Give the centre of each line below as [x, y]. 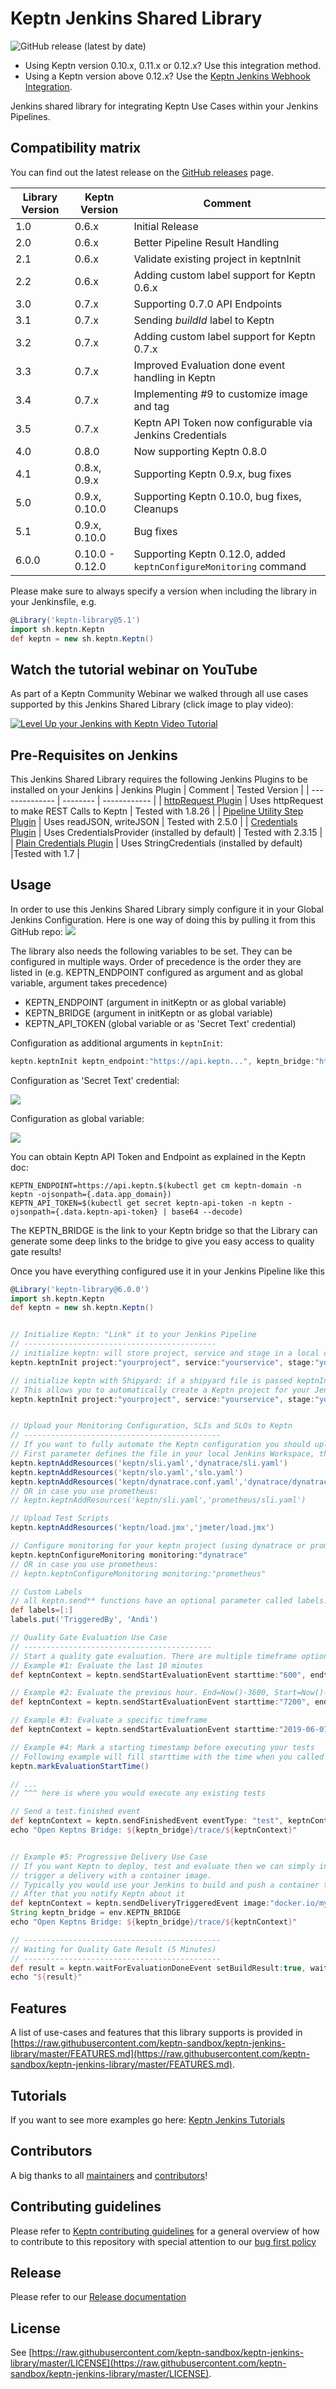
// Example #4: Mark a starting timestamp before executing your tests [162, 1747]
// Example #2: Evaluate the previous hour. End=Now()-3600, [140, 1693]
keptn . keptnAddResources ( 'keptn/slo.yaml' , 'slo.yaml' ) [127, 1472]
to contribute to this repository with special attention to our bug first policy [163, 2241]
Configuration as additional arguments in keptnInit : [116, 1043]
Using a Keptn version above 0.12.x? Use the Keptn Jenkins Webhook [167, 76]
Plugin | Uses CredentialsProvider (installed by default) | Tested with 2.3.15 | [166, 832]
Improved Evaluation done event [209, 365]
